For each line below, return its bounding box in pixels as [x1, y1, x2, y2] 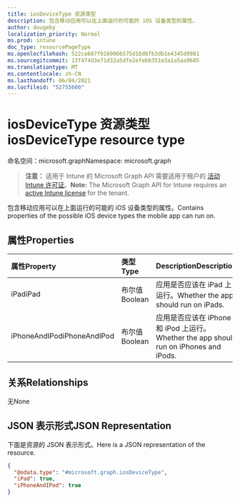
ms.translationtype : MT [7, 64, 79, 71]
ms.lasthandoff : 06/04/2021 [7, 76, 91, 84]
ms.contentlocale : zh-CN [7, 70, 81, 77]
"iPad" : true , [14, 476, 56, 483]
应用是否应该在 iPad [156, 280, 223, 289]
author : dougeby [7, 24, 56, 31]
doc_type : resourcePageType [7, 44, 91, 51]
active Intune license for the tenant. [24, 189, 130, 197]
